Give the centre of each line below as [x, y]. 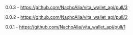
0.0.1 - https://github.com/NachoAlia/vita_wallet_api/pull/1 [65, 27]
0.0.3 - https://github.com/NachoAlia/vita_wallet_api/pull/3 [66, 7]
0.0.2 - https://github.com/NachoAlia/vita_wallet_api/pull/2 [66, 17]
